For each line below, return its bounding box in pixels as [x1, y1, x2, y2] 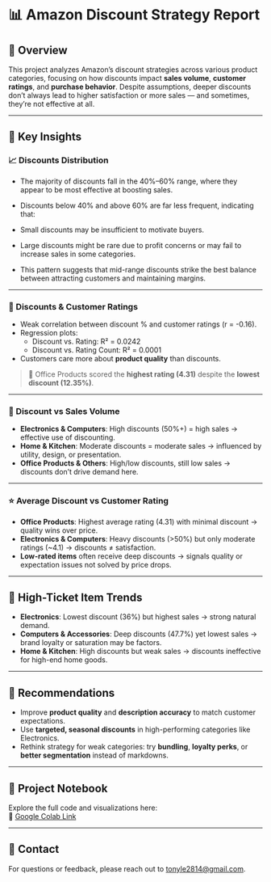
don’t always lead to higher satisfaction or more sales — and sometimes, [8, 91, 250, 100]
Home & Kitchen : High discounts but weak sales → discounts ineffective [19, 647, 261, 656]
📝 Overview [8, 43, 68, 57]
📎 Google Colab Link [8, 812, 77, 821]
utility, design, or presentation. [19, 449, 122, 460]
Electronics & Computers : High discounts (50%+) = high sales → [19, 424, 238, 434]
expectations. [19, 716, 66, 726]
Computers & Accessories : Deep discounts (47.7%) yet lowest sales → [19, 629, 258, 639]
